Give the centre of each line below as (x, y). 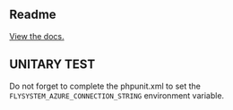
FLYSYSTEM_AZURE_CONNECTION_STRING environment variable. (117, 95)
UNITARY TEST (52, 65)
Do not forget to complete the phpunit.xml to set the (105, 86)
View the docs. (37, 36)
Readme (33, 15)
